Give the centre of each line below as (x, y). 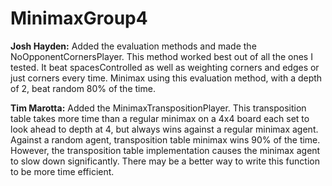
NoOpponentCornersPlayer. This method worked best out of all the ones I (161, 56)
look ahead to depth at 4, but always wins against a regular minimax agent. (164, 129)
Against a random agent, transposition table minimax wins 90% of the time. (165, 139)
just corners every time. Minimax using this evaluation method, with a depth (166, 78)
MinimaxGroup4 (79, 18)
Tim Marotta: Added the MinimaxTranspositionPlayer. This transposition (158, 108)
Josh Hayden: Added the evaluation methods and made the (133, 46)
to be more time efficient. (62, 171)
